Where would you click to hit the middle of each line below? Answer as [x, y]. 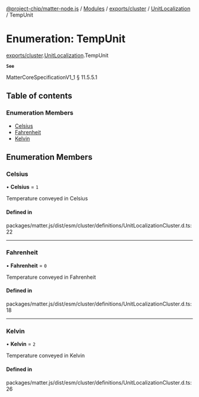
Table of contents [39, 96]
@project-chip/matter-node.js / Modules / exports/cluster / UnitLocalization [98, 9]
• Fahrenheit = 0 [27, 265]
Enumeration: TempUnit [66, 39]
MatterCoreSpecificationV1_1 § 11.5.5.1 [52, 77]
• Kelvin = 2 [21, 344]
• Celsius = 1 [22, 187]
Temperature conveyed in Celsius [47, 198]
